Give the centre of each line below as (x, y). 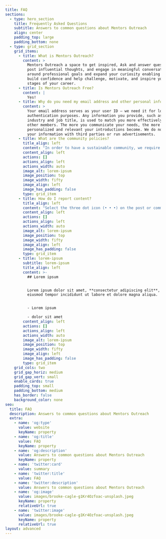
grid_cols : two (30, 368)
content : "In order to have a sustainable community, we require (92, 148)
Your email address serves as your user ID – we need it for (91, 111)
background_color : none (39, 400)
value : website (34, 428)
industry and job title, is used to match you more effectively (95, 120)
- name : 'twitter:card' (39, 464)
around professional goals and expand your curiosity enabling (94, 74)
